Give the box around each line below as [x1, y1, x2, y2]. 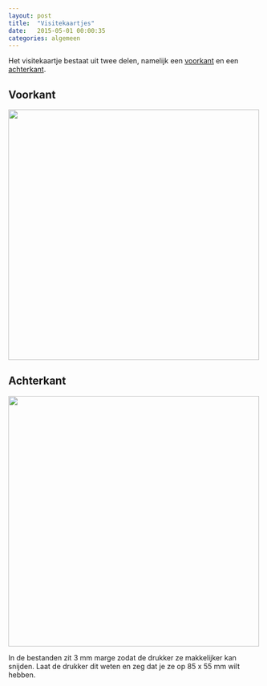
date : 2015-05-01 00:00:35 [8, 26, 106, 34]
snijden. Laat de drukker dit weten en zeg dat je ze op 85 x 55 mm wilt [8, 661, 241, 671]
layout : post [8, 11, 52, 20]
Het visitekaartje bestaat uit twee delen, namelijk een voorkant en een [8, 56, 239, 66]
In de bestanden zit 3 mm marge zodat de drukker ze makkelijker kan [8, 652, 237, 662]
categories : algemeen [8, 34, 81, 42]
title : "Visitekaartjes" [8, 19, 95, 27]
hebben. [8, 670, 36, 680]
